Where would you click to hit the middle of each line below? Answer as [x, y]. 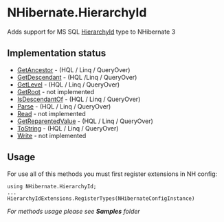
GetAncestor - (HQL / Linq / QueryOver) [74, 69]
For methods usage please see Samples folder [74, 211]
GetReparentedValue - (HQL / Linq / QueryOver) [85, 121]
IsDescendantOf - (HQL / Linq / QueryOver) [79, 99]
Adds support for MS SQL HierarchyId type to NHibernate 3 [91, 32]
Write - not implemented [52, 135]
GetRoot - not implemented [56, 91]
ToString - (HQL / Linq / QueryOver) [68, 128]
